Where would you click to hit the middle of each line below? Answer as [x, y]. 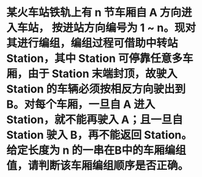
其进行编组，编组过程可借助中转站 [92, 43]
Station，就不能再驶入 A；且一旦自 [95, 120]
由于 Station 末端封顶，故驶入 [103, 74]
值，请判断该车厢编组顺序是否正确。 [98, 166]
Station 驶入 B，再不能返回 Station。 [99, 135]
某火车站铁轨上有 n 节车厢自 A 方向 [94, 13]
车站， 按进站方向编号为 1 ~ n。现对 [107, 28]
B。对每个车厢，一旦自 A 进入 [81, 104]
